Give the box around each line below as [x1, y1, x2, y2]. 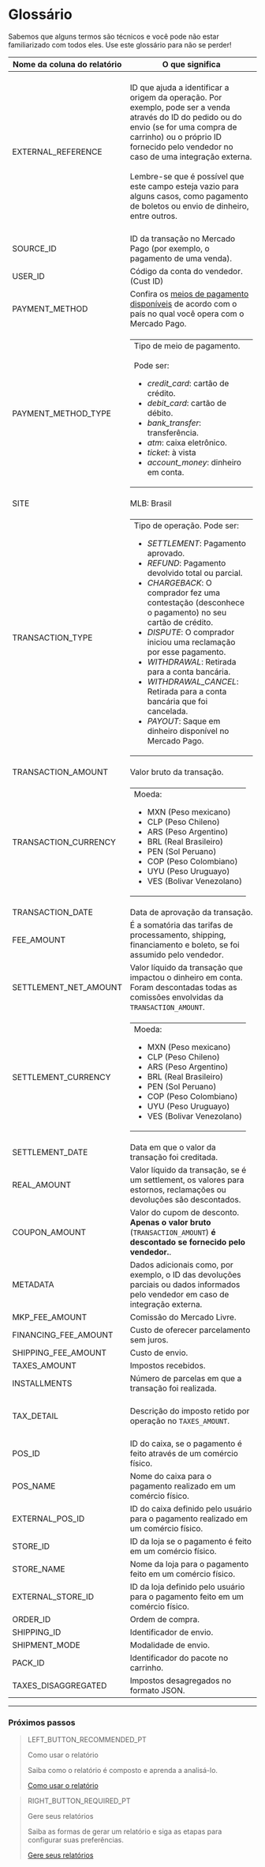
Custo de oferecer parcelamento [129, 1324, 251, 1335]
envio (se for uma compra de [129, 121, 237, 132]
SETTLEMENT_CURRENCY [12, 1071, 111, 1082]
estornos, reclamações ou [129, 1184, 226, 1195]
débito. [147, 407, 174, 418]
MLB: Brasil [129, 498, 172, 509]
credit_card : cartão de [147, 378, 230, 389]
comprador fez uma [147, 587, 221, 598]
